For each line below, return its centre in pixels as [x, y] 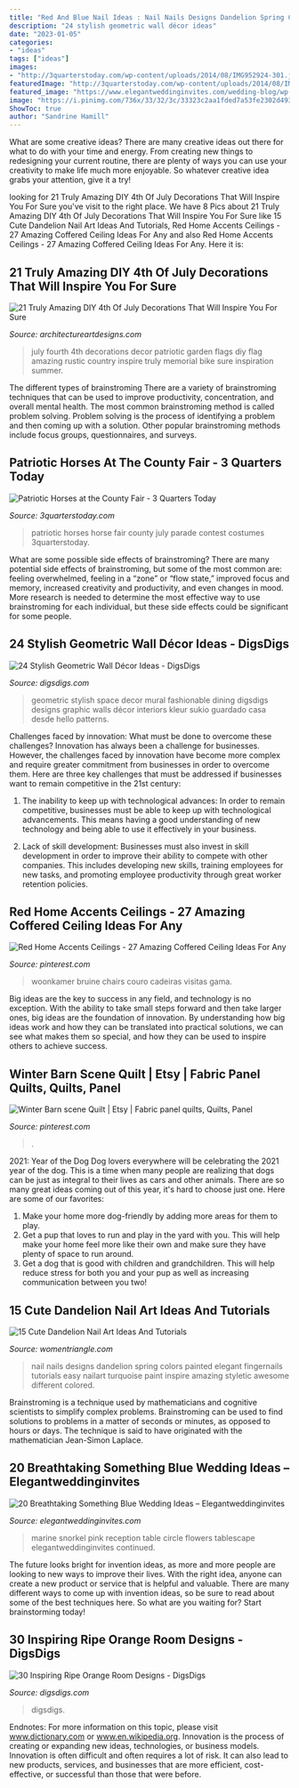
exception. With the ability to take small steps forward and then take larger [145, 1008]
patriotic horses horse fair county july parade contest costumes [148, 532]
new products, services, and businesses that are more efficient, [126, 1764]
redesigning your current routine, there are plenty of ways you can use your [148, 161]
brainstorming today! [48, 1612]
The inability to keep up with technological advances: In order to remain [154, 801]
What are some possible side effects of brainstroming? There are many [139, 559]
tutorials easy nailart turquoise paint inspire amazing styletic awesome [160, 1376]
